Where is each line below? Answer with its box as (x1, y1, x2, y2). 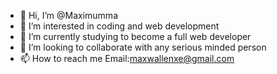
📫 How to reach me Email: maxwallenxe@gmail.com (19, 53, 235, 64)
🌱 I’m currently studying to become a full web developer (19, 31, 252, 42)
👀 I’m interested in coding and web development (19, 20, 220, 32)
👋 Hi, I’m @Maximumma (19, 10, 118, 21)
